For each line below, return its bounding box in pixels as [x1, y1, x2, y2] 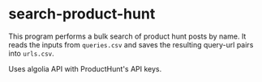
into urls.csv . [8, 48, 54, 58]
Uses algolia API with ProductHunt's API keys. [8, 64, 162, 73]
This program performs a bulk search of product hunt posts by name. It [8, 31, 247, 41]
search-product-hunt [8, 5, 156, 23]
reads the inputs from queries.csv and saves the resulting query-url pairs [8, 39, 254, 49]
